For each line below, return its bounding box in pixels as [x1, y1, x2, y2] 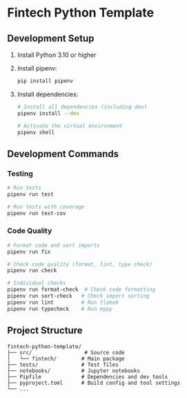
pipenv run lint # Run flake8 [7, 299, 119, 306]
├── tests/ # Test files [7, 361, 119, 368]
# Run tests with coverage [7, 203, 85, 210]
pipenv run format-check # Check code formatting [7, 286, 156, 293]
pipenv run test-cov [7, 210, 67, 217]
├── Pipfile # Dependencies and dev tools [7, 373, 168, 380]
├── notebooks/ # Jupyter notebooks [7, 367, 140, 374]
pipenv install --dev [17, 109, 79, 117]
